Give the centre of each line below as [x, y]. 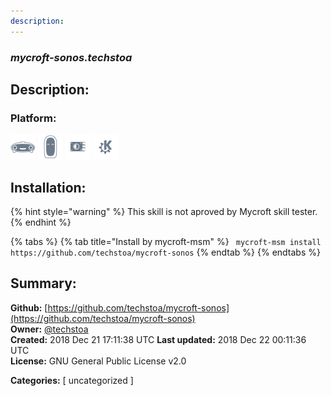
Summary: [43, 283]
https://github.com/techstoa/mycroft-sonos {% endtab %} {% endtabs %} [165, 252]
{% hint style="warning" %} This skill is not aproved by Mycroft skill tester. [164, 212]
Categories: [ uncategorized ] [72, 380]
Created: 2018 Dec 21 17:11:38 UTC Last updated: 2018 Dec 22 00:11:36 [158, 339]
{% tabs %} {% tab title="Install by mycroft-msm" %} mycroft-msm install [166, 242]
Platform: [33, 118]
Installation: [48, 187]
